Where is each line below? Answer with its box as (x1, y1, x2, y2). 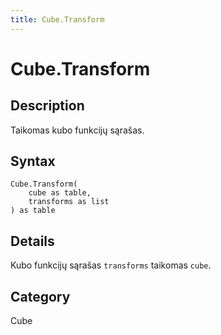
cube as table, (28, 188, 92, 198)
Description (10, 97, 85, 115)
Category (10, 288, 71, 305)
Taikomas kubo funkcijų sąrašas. (10, 124, 145, 136)
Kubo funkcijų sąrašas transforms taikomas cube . (10, 259, 212, 271)
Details (10, 232, 55, 250)
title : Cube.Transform (10, 14, 105, 25)
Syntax (10, 153, 56, 170)
